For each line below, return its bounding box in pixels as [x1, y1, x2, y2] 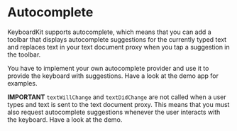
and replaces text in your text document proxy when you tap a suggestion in [7, 42, 231, 51]
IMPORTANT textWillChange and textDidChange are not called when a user [7, 93, 227, 101]
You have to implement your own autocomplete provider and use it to [7, 64, 209, 72]
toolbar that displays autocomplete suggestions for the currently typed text [7, 35, 227, 43]
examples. [7, 79, 38, 87]
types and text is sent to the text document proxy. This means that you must [7, 100, 230, 108]
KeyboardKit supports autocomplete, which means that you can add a [7, 28, 211, 36]
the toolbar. [7, 50, 41, 59]
